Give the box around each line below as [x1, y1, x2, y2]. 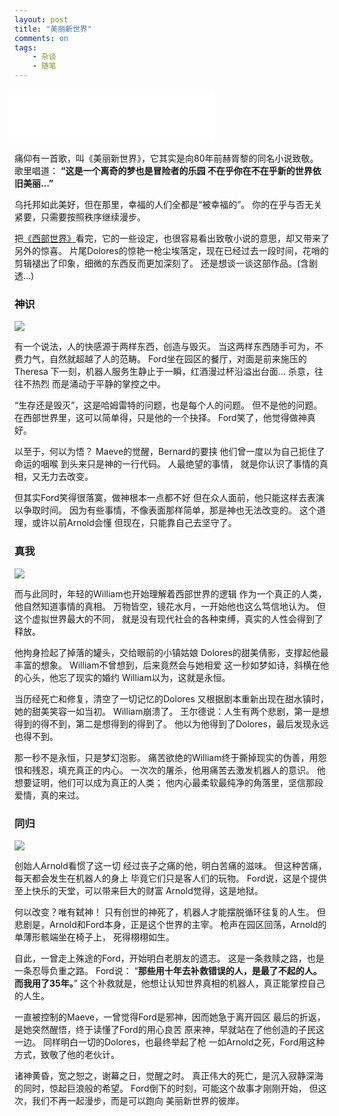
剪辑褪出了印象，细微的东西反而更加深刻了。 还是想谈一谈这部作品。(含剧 [14, 257, 319, 269]
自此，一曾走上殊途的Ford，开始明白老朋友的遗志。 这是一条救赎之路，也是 [14, 952, 325, 964]
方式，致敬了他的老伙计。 [14, 1048, 120, 1060]
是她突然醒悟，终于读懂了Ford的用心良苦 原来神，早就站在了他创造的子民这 [14, 1023, 325, 1035]
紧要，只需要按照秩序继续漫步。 [14, 211, 146, 223]
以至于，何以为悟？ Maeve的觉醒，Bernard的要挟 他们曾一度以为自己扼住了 [14, 446, 326, 458]
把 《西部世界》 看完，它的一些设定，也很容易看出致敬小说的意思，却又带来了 [14, 232, 330, 244]
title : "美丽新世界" [14, 24, 92, 34]
